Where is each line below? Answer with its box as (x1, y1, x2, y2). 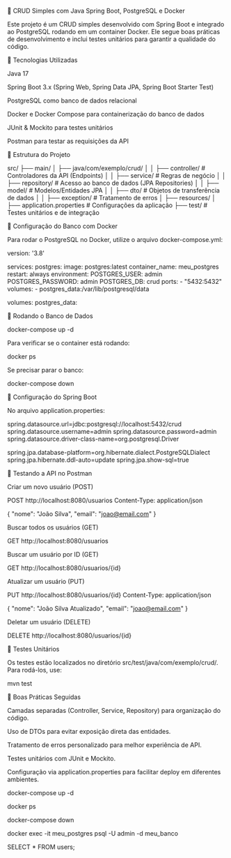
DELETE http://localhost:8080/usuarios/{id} (7, 631, 132, 640)
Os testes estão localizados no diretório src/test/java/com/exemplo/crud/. (7, 658, 218, 666)
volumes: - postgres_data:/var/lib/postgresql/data (7, 285, 150, 293)
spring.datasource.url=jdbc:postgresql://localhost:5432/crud (7, 420, 182, 428)
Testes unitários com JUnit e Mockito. (7, 754, 116, 762)
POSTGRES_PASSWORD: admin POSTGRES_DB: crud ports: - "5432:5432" (7, 278, 223, 285)
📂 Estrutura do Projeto (7, 151, 71, 158)
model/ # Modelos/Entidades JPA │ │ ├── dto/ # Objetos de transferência (7, 186, 221, 195)
